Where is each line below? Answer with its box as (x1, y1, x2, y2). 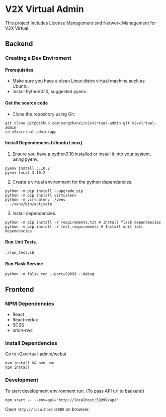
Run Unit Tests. (5, 239, 38, 245)
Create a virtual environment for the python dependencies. (12, 179, 133, 185)
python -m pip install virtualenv (5, 193, 77, 198)
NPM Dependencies (5, 300, 55, 307)
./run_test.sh (5, 250, 35, 255)
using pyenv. (12, 156, 39, 162)
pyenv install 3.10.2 (5, 166, 50, 171)
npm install (5, 365, 30, 370)
